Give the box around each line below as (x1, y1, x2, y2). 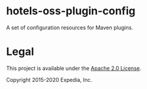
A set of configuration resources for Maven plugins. (6, 24, 133, 31)
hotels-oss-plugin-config (6, 4, 136, 18)
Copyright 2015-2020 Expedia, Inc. (6, 76, 93, 83)
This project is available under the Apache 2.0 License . (6, 65, 142, 72)
